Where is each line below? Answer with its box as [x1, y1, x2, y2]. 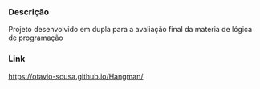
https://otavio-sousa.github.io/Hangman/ [8, 71, 144, 81]
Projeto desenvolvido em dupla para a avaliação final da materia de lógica [8, 25, 253, 34]
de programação [8, 33, 63, 42]
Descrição [8, 6, 50, 18]
